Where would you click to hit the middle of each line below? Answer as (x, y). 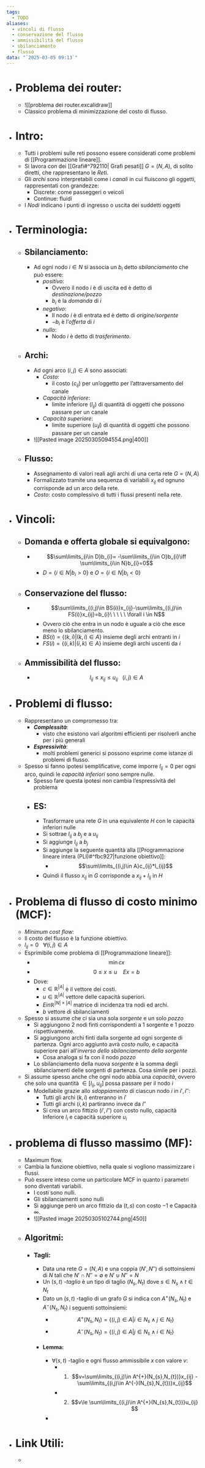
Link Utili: (39, 1443)
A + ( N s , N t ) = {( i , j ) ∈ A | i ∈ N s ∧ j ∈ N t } (125, 1320)
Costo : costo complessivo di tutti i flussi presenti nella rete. (108, 494)
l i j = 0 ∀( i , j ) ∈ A (46, 945)
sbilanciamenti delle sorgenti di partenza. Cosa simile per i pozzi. (115, 1070)
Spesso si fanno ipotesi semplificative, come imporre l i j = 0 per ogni (110, 767)
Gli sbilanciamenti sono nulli (69, 1199)
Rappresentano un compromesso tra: (71, 720)
